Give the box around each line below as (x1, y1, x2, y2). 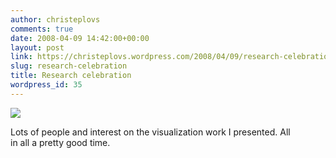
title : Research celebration (10, 71, 132, 81)
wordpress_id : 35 (10, 80, 83, 90)
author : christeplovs (10, 14, 101, 25)
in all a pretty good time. (10, 136, 111, 148)
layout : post (10, 42, 65, 53)
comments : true (10, 24, 74, 34)
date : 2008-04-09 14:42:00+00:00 (10, 33, 150, 43)
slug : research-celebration (10, 61, 128, 71)
